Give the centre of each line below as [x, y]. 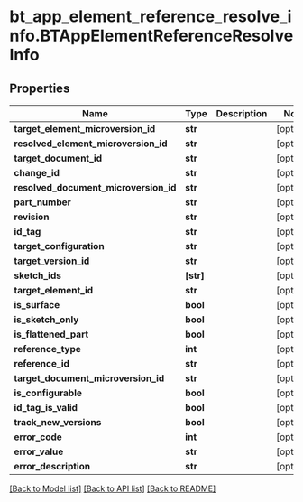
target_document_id [58, 158]
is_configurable [48, 393]
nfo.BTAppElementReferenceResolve [151, 36]
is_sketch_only [46, 320]
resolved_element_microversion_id [91, 144]
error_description [52, 466]
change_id [37, 173]
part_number [43, 202]
